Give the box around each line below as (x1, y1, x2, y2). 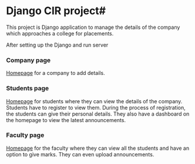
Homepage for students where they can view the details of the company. (6, 97, 183, 104)
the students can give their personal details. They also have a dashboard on (6, 110, 190, 117)
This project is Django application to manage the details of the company (6, 24, 180, 31)
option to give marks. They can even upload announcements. (6, 150, 154, 158)
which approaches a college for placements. (6, 29, 114, 37)
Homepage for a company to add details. (6, 70, 105, 77)
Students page (6, 84, 49, 93)
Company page (6, 56, 51, 64)
